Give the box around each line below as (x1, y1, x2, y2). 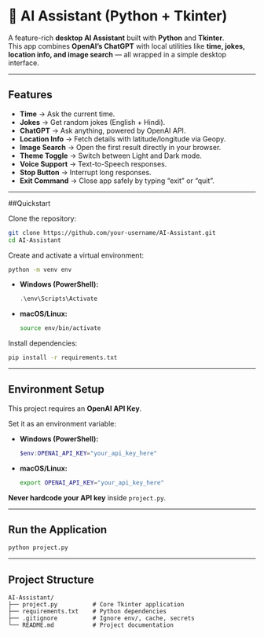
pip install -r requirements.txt (8, 353, 118, 362)
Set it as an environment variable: (8, 419, 116, 428)
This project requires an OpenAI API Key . (8, 404, 142, 413)
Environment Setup (8, 383, 104, 396)
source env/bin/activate (19, 324, 101, 332)
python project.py (8, 544, 68, 552)
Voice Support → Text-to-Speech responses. (19, 159, 167, 168)
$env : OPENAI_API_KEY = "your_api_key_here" (19, 449, 158, 457)
